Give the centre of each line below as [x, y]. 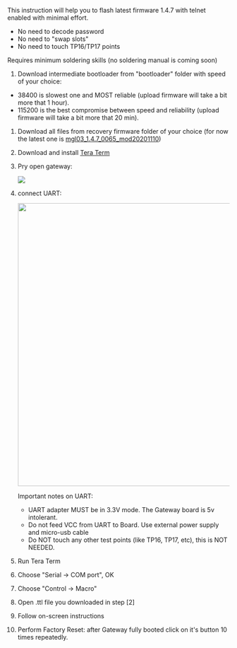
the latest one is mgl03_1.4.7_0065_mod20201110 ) [89, 139]
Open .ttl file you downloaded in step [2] [76, 602]
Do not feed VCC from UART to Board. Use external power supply [123, 525]
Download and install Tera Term [64, 152]
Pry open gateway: [45, 166]
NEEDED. [41, 547]
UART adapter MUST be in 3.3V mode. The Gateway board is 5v [121, 510]
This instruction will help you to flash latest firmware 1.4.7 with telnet [107, 10]
